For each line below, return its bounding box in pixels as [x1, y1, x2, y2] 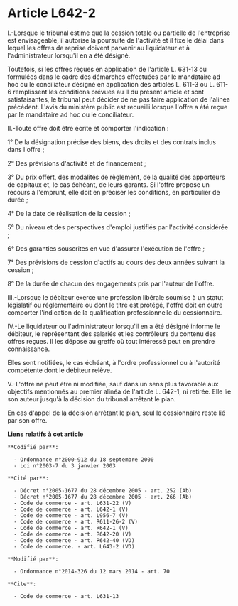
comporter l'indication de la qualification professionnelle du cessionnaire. [7, 308, 222, 317]
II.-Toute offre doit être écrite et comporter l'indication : [7, 124, 169, 132]
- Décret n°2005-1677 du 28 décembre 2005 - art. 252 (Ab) [13, 487, 193, 494]
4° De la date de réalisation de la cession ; [7, 209, 131, 217]
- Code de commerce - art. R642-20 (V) [13, 531, 132, 538]
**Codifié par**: [7, 443, 59, 450]
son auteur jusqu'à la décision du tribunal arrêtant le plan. [7, 394, 176, 403]
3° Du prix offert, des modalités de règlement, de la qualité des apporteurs [7, 173, 225, 181]
